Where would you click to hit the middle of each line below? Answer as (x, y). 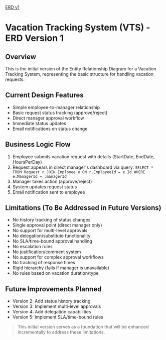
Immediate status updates (39, 123)
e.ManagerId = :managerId (39, 176)
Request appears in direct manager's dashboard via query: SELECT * (83, 167)
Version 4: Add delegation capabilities (52, 312)
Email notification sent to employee (49, 192)
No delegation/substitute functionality (51, 236)
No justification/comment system (47, 252)
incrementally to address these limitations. (61, 332)
